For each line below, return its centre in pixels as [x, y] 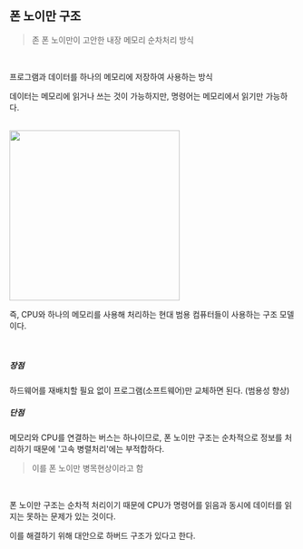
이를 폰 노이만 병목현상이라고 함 [87, 468]
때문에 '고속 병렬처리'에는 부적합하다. [99, 448]
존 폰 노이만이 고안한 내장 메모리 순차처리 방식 [112, 40]
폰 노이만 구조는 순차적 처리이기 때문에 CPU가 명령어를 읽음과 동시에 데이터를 [146, 505]
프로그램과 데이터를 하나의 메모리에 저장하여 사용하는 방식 [111, 76]
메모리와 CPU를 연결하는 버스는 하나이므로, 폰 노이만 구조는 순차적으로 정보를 [146, 437]
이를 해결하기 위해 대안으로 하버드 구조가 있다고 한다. [103, 535]
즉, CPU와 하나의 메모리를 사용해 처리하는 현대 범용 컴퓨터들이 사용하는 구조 [144, 314]
